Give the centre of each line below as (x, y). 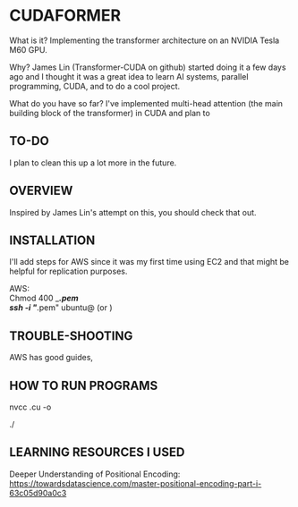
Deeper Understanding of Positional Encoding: (95, 474)
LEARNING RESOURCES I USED (97, 452)
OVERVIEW (41, 191)
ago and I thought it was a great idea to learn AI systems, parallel (129, 76)
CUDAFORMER (65, 16)
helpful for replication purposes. (68, 271)
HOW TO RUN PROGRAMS (84, 385)
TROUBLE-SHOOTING (71, 336)
